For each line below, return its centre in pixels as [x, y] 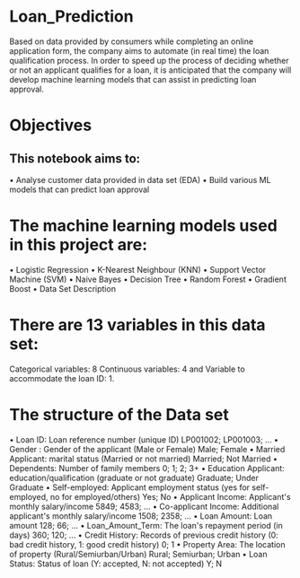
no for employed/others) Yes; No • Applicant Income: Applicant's [170, 496]
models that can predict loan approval [79, 189]
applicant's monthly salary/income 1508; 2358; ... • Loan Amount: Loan [141, 516]
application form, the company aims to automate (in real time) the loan [139, 50]
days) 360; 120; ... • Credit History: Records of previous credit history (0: [144, 535]
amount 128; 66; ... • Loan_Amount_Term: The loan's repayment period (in [146, 525]
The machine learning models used [144, 226]
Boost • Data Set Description [63, 288]
